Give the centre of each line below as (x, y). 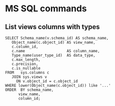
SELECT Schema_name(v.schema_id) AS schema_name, (57, 38)
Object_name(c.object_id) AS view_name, (54, 42)
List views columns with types (52, 27)
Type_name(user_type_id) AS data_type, (54, 55)
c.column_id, (25, 47)
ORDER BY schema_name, (29, 90)
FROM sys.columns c (27, 72)
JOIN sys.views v (29, 77)
